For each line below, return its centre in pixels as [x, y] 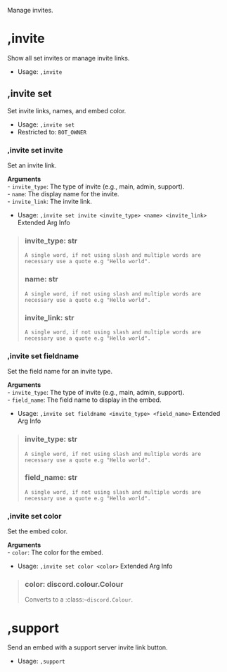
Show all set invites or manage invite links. [69, 58]
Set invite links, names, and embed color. [67, 110]
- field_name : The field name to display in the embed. [84, 400]
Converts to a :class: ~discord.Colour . [79, 600]
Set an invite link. [32, 165]
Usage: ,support [41, 661]
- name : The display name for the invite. [63, 194]
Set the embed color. [38, 531]
